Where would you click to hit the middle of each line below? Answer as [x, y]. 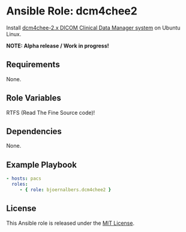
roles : [20, 185]
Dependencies [34, 131]
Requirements [33, 65]
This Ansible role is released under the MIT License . [70, 223]
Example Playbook [41, 164]
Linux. [14, 34]
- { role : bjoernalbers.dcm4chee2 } [65, 190]
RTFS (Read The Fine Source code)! [51, 112]
